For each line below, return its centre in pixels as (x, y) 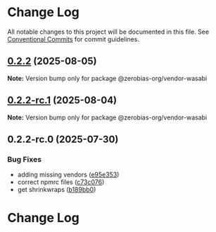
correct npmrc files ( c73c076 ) (61, 182)
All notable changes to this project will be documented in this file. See (108, 32)
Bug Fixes (25, 159)
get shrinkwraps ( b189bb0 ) (57, 190)
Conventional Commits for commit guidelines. (73, 39)
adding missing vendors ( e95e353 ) (68, 175)
